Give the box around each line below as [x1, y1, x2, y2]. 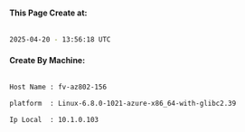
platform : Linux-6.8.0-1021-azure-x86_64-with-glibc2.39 [9, 99, 237, 108]
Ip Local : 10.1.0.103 [9, 116, 99, 125]
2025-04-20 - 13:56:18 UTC [9, 35, 111, 44]
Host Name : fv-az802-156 [9, 82, 107, 92]
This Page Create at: [9, 7, 88, 18]
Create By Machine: [9, 54, 86, 65]
